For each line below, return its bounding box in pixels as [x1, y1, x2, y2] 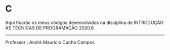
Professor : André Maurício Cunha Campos [5, 39, 95, 45]
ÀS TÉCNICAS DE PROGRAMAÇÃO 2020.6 [5, 24, 94, 30]
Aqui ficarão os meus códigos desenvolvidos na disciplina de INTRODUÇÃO [5, 19, 163, 25]
